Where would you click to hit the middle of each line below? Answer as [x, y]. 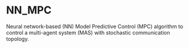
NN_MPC [29, 10]
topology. [18, 39]
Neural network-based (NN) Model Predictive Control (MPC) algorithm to [95, 26]
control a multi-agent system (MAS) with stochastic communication [88, 32]
